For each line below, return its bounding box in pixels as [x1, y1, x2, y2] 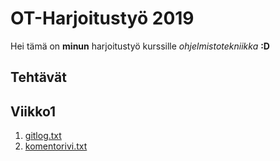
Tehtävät [10, 69, 67, 86]
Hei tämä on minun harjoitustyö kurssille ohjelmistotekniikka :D [10, 40, 270, 52]
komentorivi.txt [24, 140, 88, 152]
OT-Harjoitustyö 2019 [10, 7, 195, 30]
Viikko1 [10, 103, 57, 120]
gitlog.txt [24, 130, 62, 142]
